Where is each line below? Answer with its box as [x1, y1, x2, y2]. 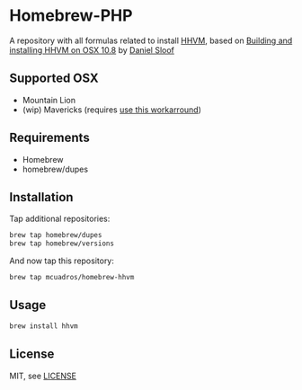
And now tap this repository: [9, 255, 115, 266]
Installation [9, 190, 74, 205]
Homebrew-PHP [9, 5, 133, 26]
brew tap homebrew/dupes [9, 231, 102, 240]
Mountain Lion [22, 94, 76, 105]
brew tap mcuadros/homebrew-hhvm [9, 273, 135, 282]
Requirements [9, 130, 90, 146]
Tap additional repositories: [9, 213, 111, 225]
